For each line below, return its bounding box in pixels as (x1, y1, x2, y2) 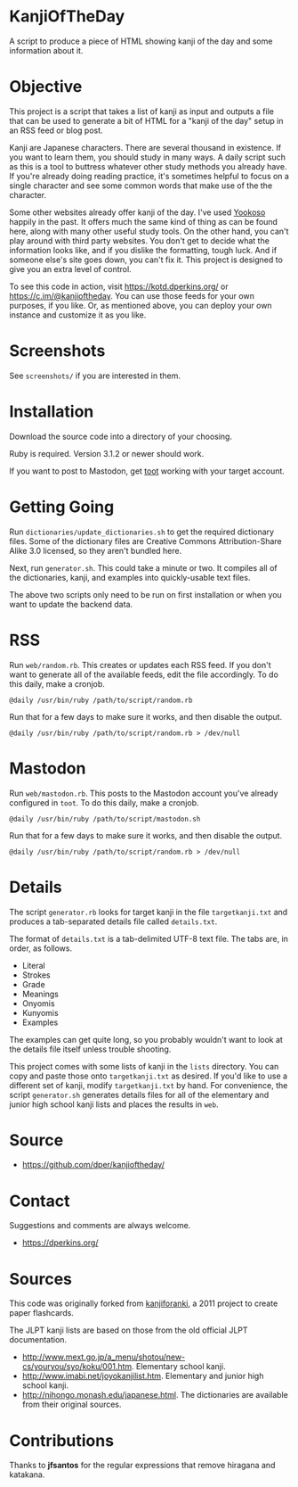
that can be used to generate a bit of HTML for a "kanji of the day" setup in (9, 115, 284, 126)
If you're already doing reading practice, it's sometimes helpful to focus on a (9, 170, 289, 181)
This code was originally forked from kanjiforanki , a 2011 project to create (9, 1298, 278, 1309)
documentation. (9, 1334, 68, 1345)
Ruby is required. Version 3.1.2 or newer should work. (9, 448, 205, 458)
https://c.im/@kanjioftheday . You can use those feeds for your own (9, 290, 255, 301)
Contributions (9, 1430, 114, 1450)
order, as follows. (9, 943, 73, 954)
